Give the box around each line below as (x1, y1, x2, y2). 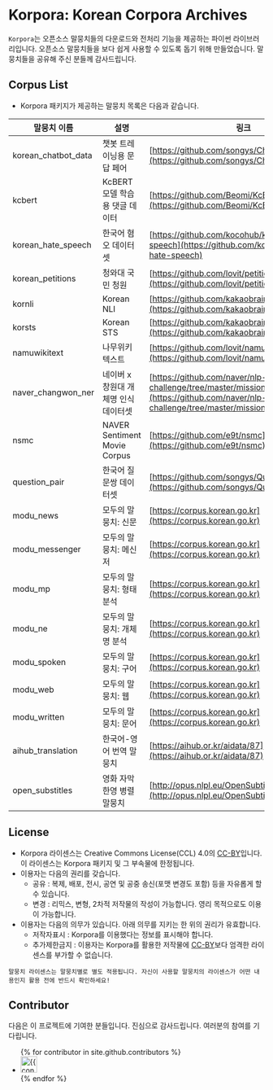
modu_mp (12, 583, 50, 594)
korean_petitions (12, 273, 76, 284)
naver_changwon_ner (12, 387, 95, 398)
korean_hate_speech (12, 239, 92, 250)
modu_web (12, 684, 54, 695)
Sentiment (102, 429, 142, 440)
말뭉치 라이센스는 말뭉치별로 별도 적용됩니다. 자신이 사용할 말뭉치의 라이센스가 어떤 (8, 967, 251, 976)
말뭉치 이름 (33, 122, 74, 134)
